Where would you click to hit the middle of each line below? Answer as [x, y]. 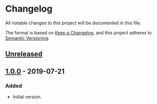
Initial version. [27, 97]
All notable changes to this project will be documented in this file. [73, 23]
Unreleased [24, 54]
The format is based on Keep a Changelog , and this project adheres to [78, 32]
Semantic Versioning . [27, 38]
